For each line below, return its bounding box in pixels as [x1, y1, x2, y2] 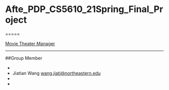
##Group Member [5, 55, 43, 61]
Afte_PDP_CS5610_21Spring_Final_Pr [5, 4, 163, 15]
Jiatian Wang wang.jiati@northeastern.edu [12, 70, 101, 76]
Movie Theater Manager [5, 40, 55, 46]
